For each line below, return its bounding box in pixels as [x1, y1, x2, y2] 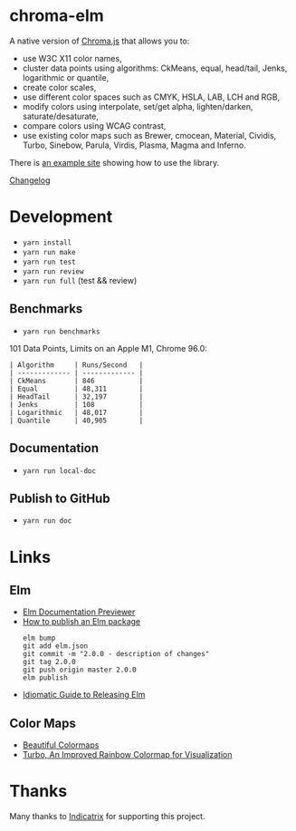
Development [9, 207, 113, 227]
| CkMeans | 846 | [9, 376, 144, 385]
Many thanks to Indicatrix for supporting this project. [9, 811, 205, 822]
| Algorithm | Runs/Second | [9, 360, 144, 370]
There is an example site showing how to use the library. [9, 157, 220, 168]
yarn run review [22, 266, 84, 276]
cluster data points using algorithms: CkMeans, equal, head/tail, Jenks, [22, 63, 288, 73]
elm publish [22, 673, 68, 682]
